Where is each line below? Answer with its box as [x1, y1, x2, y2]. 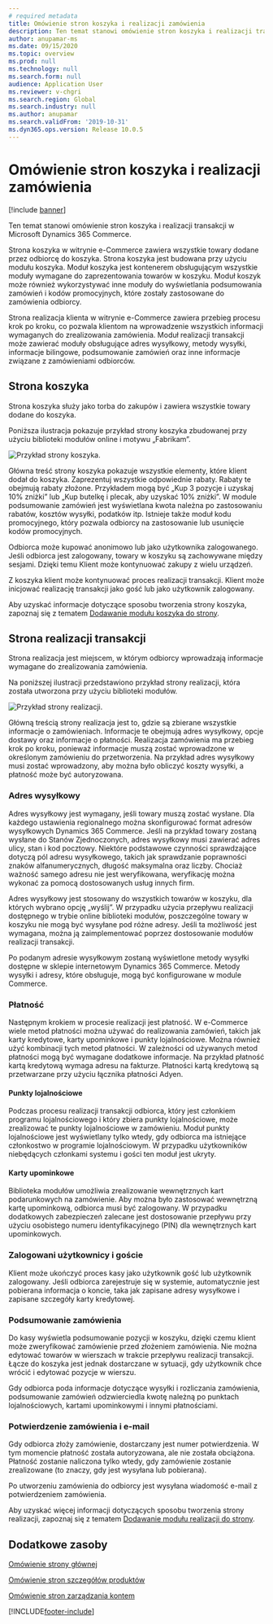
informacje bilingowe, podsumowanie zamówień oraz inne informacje [8, 347, 241, 357]
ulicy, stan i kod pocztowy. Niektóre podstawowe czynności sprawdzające [8, 843, 258, 853]
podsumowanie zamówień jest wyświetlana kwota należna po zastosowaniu [8, 500, 262, 510]
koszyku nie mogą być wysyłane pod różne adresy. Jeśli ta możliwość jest [8, 919, 258, 929]
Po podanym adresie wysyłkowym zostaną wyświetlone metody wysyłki [8, 952, 249, 962]
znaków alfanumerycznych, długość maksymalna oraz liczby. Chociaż [8, 860, 243, 870]
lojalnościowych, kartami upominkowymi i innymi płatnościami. [8, 1400, 218, 1410]
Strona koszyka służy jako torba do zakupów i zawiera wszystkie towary [8, 401, 251, 411]
